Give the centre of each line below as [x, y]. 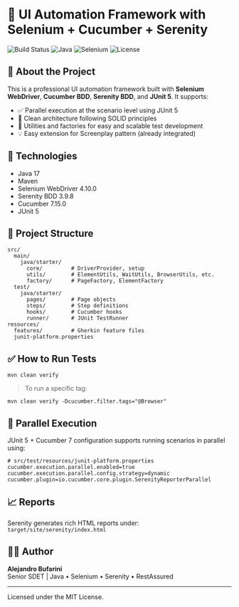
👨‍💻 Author [31, 552]
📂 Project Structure [51, 233]
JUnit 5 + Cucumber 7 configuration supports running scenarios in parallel [116, 440]
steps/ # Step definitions [78, 306]
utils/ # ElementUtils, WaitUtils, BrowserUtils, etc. [120, 275]
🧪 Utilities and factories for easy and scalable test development [110, 126]
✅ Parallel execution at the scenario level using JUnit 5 [98, 110]
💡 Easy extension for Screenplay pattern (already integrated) [107, 133]
